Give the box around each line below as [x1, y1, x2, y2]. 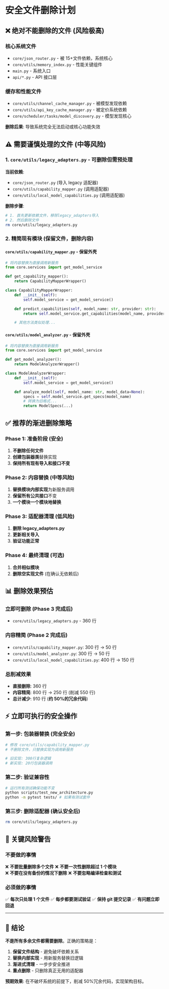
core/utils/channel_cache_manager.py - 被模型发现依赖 [12, 101, 127, 107]
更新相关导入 [12, 531, 39, 538]
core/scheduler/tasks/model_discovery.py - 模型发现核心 [12, 113, 132, 119]
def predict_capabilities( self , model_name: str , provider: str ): [14, 306, 156, 311]
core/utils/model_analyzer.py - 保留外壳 [5, 331, 91, 337]
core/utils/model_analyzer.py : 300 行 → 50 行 [12, 650, 110, 657]
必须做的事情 [5, 883, 37, 891]
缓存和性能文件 [5, 88, 42, 95]
